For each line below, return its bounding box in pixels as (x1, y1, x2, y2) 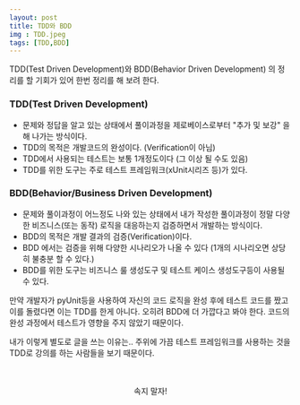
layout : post (9, 13, 58, 22)
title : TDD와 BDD (9, 22, 73, 30)
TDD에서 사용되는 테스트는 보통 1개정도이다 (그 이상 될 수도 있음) (21, 153, 249, 164)
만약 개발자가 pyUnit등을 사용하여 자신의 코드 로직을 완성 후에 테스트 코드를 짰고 (9, 295, 289, 306)
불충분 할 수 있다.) (31, 253, 95, 264)
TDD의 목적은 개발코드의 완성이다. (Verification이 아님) (21, 142, 217, 152)
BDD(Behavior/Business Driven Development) (9, 187, 213, 200)
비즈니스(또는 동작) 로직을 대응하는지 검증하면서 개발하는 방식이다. (31, 220, 263, 230)
